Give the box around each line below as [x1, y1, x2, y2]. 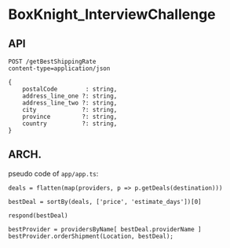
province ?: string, [22, 113, 118, 120]
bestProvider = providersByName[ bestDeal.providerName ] [8, 225, 202, 233]
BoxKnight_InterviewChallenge [8, 6, 216, 24]
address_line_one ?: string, [22, 92, 118, 100]
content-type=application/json [8, 65, 111, 72]
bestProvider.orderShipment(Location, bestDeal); [8, 232, 174, 240]
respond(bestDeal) [8, 211, 68, 220]
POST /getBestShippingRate [8, 57, 97, 65]
